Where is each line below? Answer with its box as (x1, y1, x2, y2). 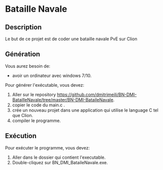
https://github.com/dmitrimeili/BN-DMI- (57, 92, 137, 97)
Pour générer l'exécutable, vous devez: (5, 82, 84, 88)
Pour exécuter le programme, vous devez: (5, 145, 90, 150)
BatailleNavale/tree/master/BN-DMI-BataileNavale (12, 97, 114, 102)
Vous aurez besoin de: (5, 63, 51, 69)
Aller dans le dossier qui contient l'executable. (12, 154, 106, 160)
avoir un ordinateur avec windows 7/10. (12, 73, 92, 78)
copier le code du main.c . (12, 102, 65, 108)
